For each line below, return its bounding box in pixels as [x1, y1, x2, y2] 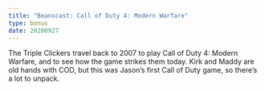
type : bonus [8, 19, 48, 27]
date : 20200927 [8, 26, 59, 34]
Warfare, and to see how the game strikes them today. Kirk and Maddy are [8, 57, 255, 66]
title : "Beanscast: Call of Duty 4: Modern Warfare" [8, 11, 189, 20]
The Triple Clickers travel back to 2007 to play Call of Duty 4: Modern [8, 49, 238, 58]
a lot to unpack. [8, 73, 60, 84]
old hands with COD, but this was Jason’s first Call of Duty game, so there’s [8, 65, 258, 75]
